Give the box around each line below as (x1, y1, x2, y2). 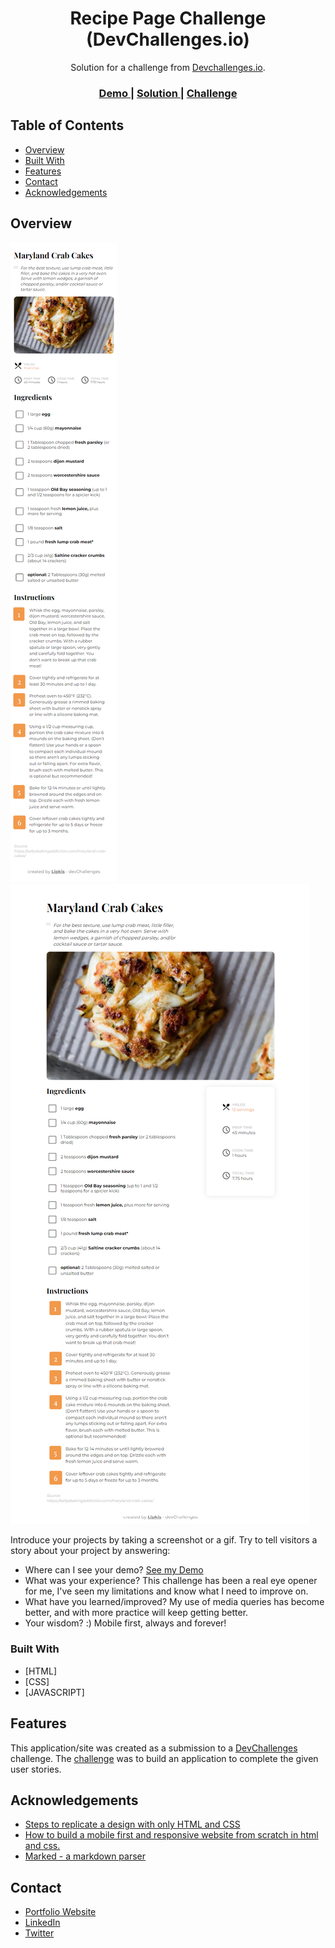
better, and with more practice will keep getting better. (24, 1607, 249, 1619)
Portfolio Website (24, 1906, 97, 1918)
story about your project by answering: (10, 1545, 171, 1557)
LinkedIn (24, 1917, 61, 1929)
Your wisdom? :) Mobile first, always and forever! (24, 1617, 227, 1629)
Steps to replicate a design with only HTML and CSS (24, 1818, 241, 1831)
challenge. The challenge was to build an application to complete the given (10, 1752, 319, 1764)
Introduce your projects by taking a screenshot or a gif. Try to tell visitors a (10, 1534, 318, 1546)
